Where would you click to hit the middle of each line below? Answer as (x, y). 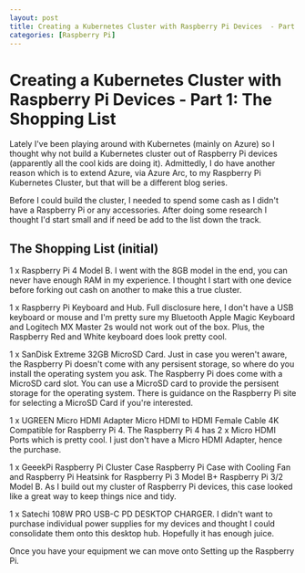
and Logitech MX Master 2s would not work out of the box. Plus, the (137, 327)
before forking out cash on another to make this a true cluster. (126, 290)
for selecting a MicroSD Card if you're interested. (102, 403)
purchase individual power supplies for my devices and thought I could (142, 524)
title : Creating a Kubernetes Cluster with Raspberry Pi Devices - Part (152, 26)
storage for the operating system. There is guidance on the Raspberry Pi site (153, 393)
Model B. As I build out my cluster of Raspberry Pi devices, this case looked (151, 487)
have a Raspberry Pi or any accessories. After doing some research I (138, 210)
